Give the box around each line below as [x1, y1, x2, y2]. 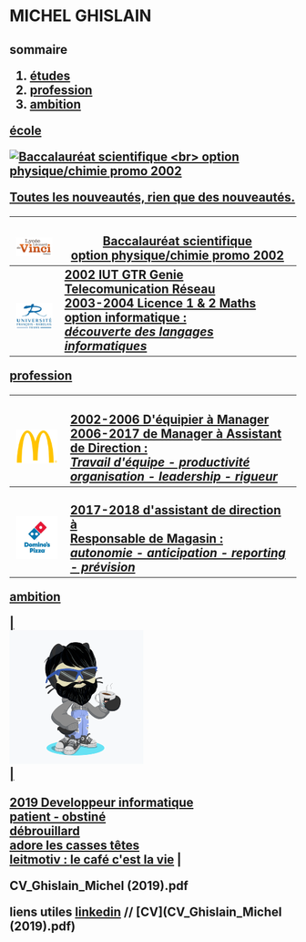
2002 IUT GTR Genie [64, 266, 184, 283]
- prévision [69, 560, 136, 575]
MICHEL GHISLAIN [9, 5, 152, 26]
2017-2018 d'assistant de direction [69, 502, 281, 518]
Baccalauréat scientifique [102, 233, 253, 249]
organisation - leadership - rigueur [69, 469, 278, 484]
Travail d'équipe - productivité [69, 455, 250, 471]
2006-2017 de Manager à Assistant [69, 426, 282, 442]
